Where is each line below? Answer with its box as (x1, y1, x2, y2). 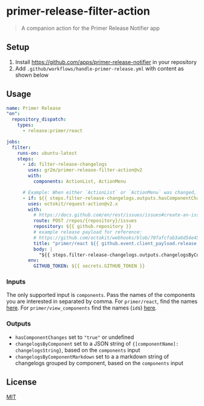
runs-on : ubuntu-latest (17, 150, 78, 156)
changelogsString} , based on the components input (15, 346, 141, 354)
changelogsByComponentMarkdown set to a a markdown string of (15, 352, 169, 360)
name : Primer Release (6, 105, 61, 111)
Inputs (6, 277, 26, 286)
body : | (33, 246, 53, 252)
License (6, 377, 37, 388)
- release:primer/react (22, 128, 83, 134)
